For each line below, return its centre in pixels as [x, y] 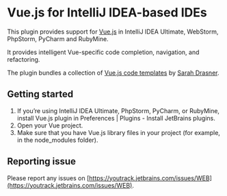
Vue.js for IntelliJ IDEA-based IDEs [107, 13]
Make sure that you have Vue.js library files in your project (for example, [119, 132]
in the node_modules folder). [57, 140]
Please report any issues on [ [48, 178]
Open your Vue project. [50, 125]
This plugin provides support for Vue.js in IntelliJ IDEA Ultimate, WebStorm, [113, 32]
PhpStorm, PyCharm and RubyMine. [58, 38]
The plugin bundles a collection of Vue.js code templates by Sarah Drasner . [113, 73]
